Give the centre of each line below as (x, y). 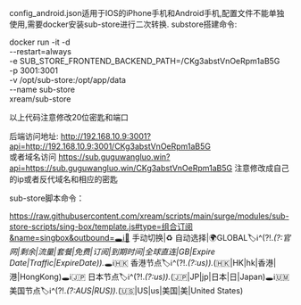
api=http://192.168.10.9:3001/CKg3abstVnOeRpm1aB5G (110, 146)
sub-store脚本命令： (47, 198)
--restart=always (40, 51)
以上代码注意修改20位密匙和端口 (69, 117)
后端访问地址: (34, 136)
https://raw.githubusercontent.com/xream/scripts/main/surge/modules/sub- (149, 216)
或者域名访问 (33, 157)
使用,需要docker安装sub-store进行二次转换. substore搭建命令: (123, 24)
